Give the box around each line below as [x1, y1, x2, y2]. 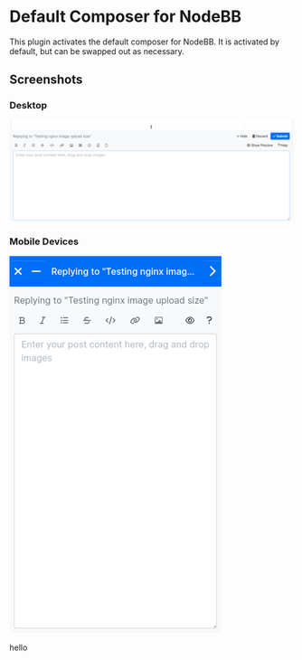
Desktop [9, 99, 48, 112]
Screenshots [9, 72, 83, 88]
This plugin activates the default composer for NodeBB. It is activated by [9, 36, 280, 47]
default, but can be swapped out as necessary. [9, 45, 185, 56]
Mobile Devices [9, 235, 80, 248]
